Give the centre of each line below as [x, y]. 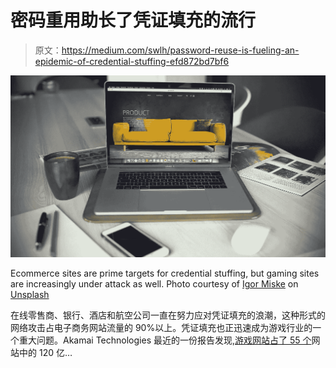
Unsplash [30, 294]
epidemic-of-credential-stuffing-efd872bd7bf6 [132, 61]
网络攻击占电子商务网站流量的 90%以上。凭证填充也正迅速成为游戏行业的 [161, 327]
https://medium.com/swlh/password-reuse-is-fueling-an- [180, 50]
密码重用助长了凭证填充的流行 [133, 20]
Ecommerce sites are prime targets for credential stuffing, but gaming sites [165, 273]
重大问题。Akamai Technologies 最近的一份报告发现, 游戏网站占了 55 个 [165, 340]
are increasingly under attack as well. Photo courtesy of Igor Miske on [154, 283]
